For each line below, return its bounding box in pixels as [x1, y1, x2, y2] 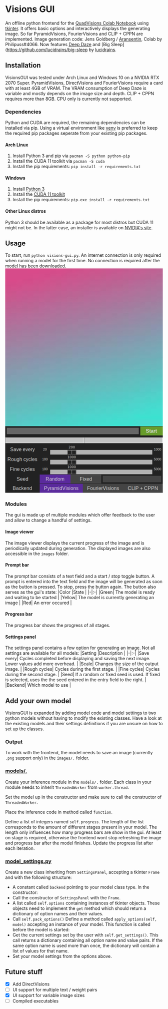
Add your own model [5, 697, 71, 705]
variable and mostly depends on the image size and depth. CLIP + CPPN [5, 90, 154, 96]
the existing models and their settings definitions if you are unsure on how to [5, 721, 163, 727]
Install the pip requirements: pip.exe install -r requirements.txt [12, 197, 150, 203]
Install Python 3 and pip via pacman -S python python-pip [12, 153, 130, 159]
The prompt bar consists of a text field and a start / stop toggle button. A [5, 573, 155, 579]
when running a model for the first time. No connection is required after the [5, 258, 160, 264]
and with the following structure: [5, 874, 72, 880]
